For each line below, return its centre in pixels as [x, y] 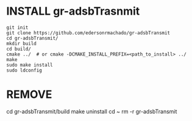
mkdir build [21, 43]
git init [17, 28]
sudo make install [30, 65]
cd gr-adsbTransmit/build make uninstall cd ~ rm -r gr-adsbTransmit [92, 111]
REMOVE [29, 94]
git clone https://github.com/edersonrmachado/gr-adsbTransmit [88, 33]
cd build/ [19, 49]
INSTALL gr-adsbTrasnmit [73, 11]
